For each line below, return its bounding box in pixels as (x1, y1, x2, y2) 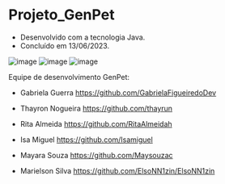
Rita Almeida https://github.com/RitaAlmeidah (19, 119, 172, 128)
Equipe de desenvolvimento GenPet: (8, 72, 130, 82)
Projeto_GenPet (8, 6, 115, 24)
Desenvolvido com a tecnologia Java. (19, 32, 146, 42)
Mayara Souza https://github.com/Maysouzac (19, 150, 173, 160)
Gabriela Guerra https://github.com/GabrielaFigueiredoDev (19, 87, 217, 98)
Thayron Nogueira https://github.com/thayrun (19, 103, 172, 113)
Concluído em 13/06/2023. (19, 40, 110, 50)
